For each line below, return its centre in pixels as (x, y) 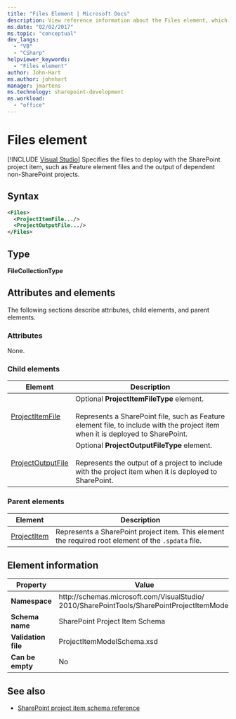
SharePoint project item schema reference (79, 708)
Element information (53, 566)
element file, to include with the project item (147, 426)
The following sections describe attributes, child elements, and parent (108, 310)
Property (32, 585)
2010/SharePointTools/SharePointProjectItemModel (144, 606)
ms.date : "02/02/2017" (40, 27)
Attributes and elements (61, 293)
